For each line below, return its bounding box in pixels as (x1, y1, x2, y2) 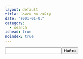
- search (9, 25, 27, 30)
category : (5, 20, 25, 26)
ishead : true (5, 29, 32, 34)
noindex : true (5, 34, 34, 39)
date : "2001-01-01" (5, 16, 45, 21)
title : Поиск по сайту (5, 12, 51, 16)
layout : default (5, 7, 38, 12)
